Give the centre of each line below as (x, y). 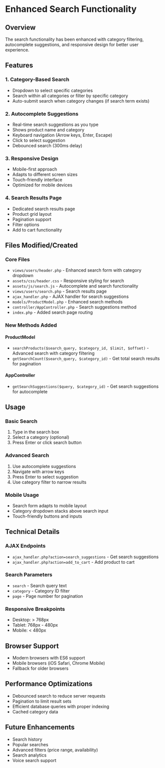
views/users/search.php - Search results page (59, 292)
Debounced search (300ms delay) (47, 145)
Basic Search (21, 421)
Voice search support (34, 760)
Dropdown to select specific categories (53, 90)
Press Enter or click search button (47, 443)
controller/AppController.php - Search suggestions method (74, 307)
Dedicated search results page (44, 209)
